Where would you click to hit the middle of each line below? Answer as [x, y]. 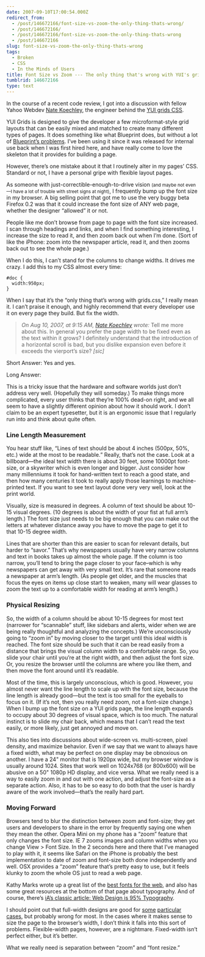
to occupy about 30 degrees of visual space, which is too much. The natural [102, 715]
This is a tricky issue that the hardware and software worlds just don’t [94, 387]
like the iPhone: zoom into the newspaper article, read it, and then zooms [98, 242]
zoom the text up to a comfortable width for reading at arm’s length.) [92, 589]
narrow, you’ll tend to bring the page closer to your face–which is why [94, 563]
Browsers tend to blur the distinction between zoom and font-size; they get [101, 820]
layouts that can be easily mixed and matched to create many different [95, 128]
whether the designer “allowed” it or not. [57, 211]
